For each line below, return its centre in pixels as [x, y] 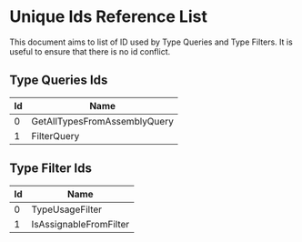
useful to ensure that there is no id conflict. [90, 51]
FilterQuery [55, 136]
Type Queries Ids [59, 81]
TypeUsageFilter [67, 209]
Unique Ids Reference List [108, 17]
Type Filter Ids [51, 169]
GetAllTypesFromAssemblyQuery [103, 121]
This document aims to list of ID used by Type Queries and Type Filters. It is [151, 42]
